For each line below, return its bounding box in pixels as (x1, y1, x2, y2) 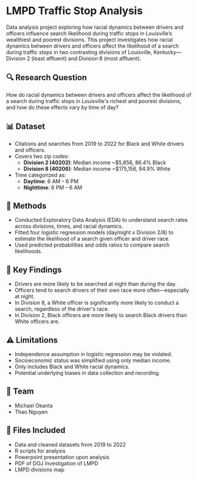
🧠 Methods (6, 201, 47, 211)
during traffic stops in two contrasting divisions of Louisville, (6, 48, 152, 55)
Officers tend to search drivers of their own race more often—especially (14, 287, 189, 294)
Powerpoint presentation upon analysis (14, 453, 110, 460)
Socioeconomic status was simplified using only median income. (14, 357, 172, 364)
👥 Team (6, 387, 34, 397)
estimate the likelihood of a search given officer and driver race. (14, 235, 170, 242)
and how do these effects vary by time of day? (6, 104, 119, 111)
